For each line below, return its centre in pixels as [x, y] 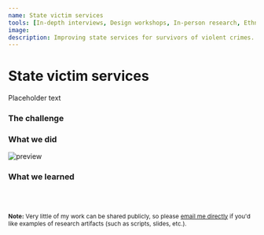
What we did [33, 140]
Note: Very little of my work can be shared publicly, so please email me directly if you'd [130, 216]
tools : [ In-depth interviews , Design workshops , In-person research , [125, 23]
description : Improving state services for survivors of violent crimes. [132, 37]
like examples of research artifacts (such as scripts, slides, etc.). [97, 224]
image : [19, 30]
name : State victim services [56, 15]
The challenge [36, 119]
